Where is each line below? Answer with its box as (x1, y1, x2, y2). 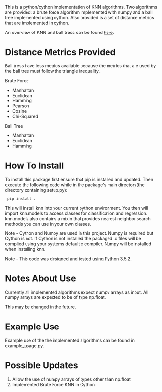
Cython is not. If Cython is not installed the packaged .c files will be (5, 235, 141, 241)
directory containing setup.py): (5, 187, 68, 193)
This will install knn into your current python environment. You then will (5, 205, 148, 211)
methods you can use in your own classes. (5, 221, 92, 227)
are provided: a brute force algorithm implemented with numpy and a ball (5, 9, 153, 15)
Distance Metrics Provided (5, 47, 116, 58)
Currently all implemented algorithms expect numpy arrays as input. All (5, 289, 149, 295)
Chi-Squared (12, 113, 38, 119)
